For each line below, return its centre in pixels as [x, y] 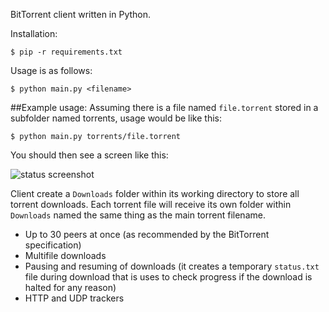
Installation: [34, 33]
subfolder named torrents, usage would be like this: [116, 118]
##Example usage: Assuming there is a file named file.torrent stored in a [164, 107]
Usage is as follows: [51, 70]
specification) [53, 245]
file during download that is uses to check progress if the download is [168, 277]
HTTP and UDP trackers [74, 298]
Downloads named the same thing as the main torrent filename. [138, 215]
